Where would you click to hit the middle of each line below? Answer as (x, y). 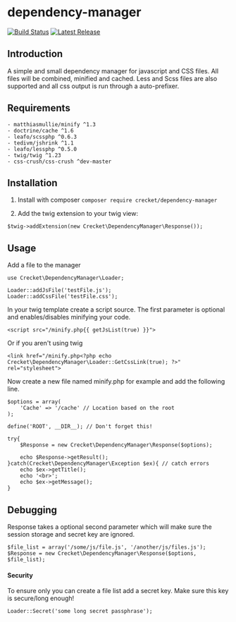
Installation (32, 183)
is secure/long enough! (41, 598)
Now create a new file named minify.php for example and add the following (116, 382)
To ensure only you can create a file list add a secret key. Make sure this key (118, 591)
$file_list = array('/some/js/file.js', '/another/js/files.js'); (107, 547)
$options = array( (34, 402)
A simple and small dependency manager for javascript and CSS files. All (113, 71)
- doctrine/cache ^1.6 (41, 130)
